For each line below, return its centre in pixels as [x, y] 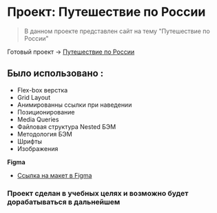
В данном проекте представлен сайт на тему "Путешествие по [117, 31]
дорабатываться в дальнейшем [64, 202]
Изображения [38, 148]
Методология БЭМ [44, 134]
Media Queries [38, 119]
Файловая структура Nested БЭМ [66, 126]
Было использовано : [55, 73]
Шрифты [30, 141]
